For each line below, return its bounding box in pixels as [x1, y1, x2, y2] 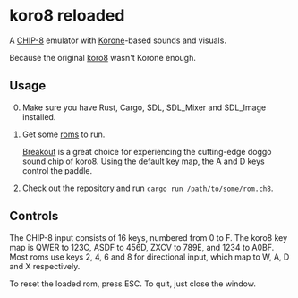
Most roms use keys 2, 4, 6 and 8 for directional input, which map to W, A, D [9, 251, 290, 262]
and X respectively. [9, 260, 81, 271]
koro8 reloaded [9, 5, 125, 26]
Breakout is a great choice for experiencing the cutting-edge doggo [21, 146, 272, 157]
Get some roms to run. [21, 129, 106, 140]
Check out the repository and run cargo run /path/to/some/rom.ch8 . [21, 183, 274, 193]
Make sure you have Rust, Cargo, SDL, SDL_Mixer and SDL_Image [21, 102, 267, 113]
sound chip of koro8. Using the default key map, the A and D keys [21, 156, 266, 166]
